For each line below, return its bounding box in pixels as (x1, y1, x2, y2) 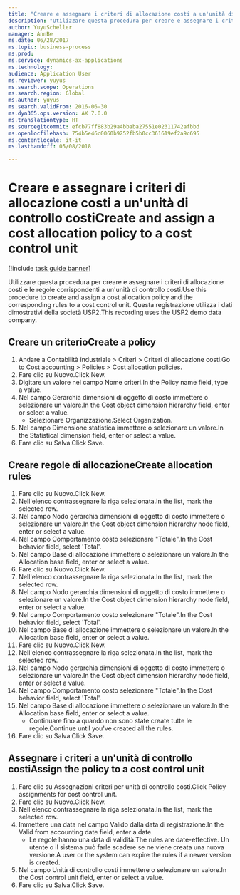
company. (8, 316, 38, 324)
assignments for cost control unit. (18, 790, 118, 798)
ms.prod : (8, 51, 34, 58)
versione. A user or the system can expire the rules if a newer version (28, 850, 231, 859)
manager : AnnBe (8, 30, 53, 38)
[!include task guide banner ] (8, 264, 91, 273)
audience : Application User (8, 70, 92, 77)
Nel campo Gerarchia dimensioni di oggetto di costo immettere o (18, 393, 209, 401)
